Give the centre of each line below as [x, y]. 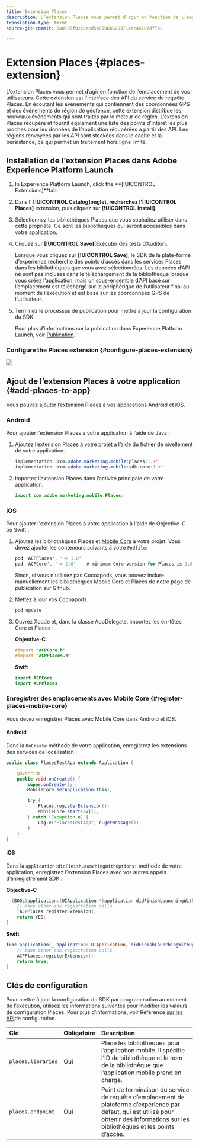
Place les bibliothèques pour [141, 1043]
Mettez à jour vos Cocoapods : [52, 599]
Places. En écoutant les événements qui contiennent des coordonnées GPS [98, 104]
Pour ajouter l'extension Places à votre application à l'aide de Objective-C [96, 524]
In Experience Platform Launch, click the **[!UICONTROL [85, 184]
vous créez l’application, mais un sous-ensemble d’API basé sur [92, 280]
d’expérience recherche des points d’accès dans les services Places [98, 261]
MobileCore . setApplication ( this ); [70, 790]
